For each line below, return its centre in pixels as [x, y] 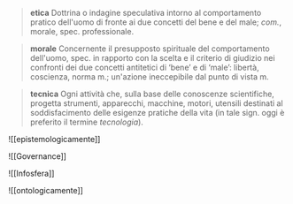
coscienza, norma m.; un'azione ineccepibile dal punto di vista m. [149, 77]
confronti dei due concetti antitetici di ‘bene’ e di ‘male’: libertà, [144, 67]
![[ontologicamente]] [46, 190]
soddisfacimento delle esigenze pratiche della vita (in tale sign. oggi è [157, 113]
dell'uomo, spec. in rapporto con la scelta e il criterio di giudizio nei [152, 58]
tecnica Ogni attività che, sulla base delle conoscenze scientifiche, [152, 94]
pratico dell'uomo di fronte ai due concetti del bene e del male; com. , [156, 22]
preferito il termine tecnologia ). [86, 122]
